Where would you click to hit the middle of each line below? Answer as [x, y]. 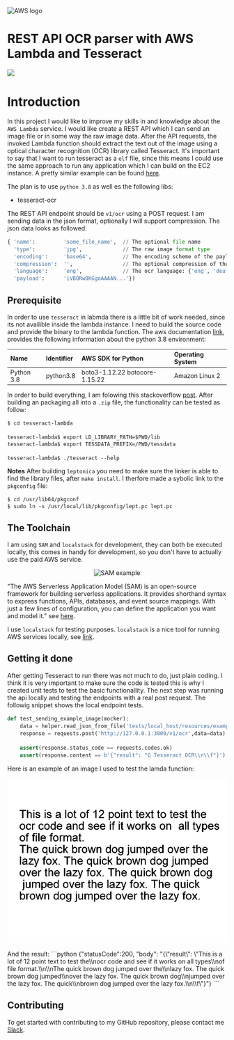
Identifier [60, 358]
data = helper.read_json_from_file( [73, 726]
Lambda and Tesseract [75, 54]
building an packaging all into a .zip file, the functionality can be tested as [114, 402]
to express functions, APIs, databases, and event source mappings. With [111, 601]
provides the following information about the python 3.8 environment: [107, 339]
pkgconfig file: [28, 486]
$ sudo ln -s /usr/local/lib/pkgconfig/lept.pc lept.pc [90, 507]
